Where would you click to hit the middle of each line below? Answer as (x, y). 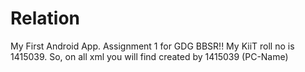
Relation (45, 18)
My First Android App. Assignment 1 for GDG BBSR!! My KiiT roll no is (152, 46)
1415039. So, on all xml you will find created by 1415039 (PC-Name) (149, 56)
